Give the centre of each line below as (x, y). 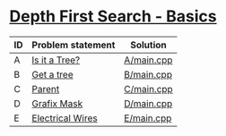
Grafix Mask (57, 103)
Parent (46, 89)
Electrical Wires (65, 118)
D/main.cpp (148, 103)
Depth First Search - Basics (113, 17)
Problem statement (74, 45)
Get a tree (52, 74)
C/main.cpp (148, 89)
